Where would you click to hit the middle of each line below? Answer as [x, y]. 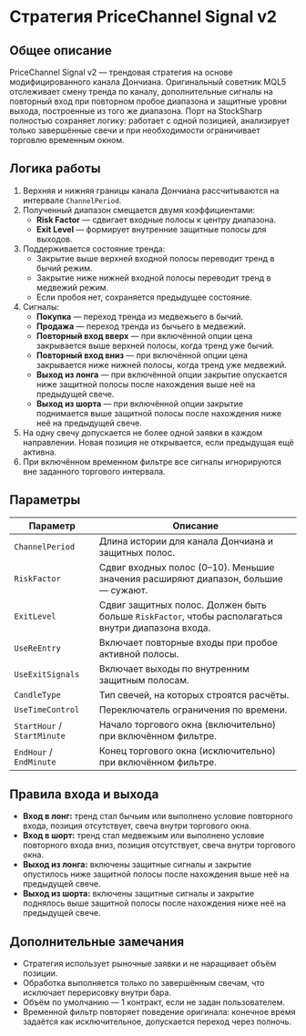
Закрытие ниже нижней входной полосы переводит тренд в [153, 277]
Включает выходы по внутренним [174, 669]
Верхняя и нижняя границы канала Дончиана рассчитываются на [151, 190]
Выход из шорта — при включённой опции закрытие [140, 404]
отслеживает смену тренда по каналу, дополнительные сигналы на [141, 92]
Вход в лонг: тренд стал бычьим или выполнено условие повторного [158, 816]
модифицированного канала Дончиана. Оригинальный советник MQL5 [148, 82]
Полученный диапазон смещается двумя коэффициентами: [139, 210]
